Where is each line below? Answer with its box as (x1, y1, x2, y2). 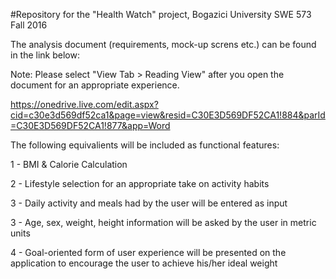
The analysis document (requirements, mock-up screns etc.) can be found (10, 39, 317, 50)
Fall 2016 (10, 19, 48, 31)
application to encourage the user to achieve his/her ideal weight (10, 257, 278, 269)
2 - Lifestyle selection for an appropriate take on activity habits (10, 178, 270, 189)
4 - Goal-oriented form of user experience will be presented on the (10, 247, 287, 258)
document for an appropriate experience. (10, 79, 180, 91)
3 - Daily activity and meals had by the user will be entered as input (10, 197, 288, 209)
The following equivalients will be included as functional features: (10, 139, 280, 151)
